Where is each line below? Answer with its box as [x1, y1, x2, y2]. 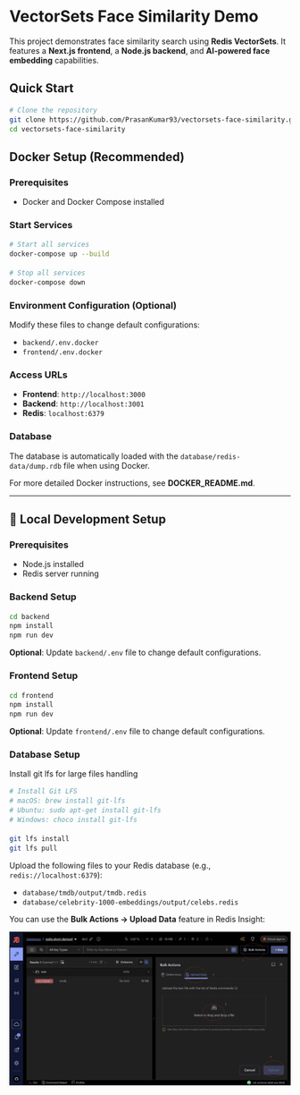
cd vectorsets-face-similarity [9, 124, 126, 133]
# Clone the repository [9, 106, 98, 115]
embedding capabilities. [9, 55, 100, 65]
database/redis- [179, 452, 241, 462]
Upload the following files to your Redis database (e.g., [9, 860, 212, 870]
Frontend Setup [9, 669, 79, 682]
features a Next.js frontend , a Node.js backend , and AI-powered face [9, 45, 271, 55]
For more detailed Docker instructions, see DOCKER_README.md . [9, 477, 256, 488]
